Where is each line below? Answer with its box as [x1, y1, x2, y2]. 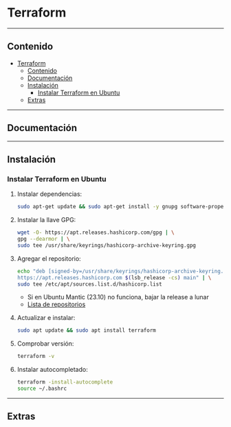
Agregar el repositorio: [16, 254, 81, 263]
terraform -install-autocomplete [16, 379, 113, 386]
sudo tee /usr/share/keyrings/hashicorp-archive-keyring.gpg [16, 241, 197, 249]
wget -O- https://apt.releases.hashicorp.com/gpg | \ [16, 229, 175, 236]
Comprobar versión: [16, 339, 74, 348]
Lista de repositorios [27, 300, 86, 308]
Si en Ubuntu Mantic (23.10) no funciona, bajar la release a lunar [27, 293, 210, 301]
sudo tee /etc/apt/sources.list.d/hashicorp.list [16, 281, 163, 288]
